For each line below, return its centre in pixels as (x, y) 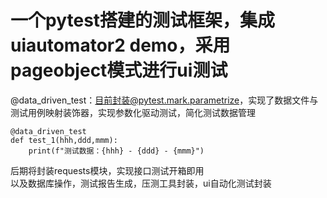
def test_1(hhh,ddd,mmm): (64, 140)
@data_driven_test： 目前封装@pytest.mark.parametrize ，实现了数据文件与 (164, 100)
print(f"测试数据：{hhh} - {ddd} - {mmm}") (116, 151)
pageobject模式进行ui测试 (119, 70)
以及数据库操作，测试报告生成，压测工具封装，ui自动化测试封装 (141, 183)
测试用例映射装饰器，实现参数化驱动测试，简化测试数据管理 (133, 112)
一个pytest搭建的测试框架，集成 (143, 20)
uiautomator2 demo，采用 (120, 45)
